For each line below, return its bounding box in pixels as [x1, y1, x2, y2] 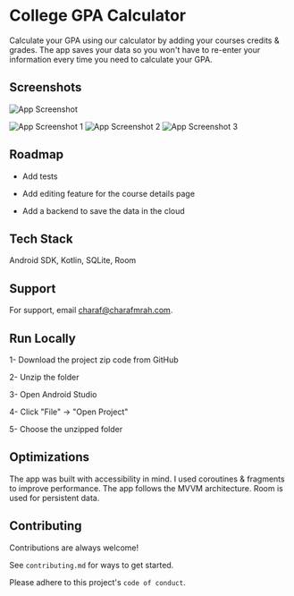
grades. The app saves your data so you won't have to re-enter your [9, 44, 261, 55]
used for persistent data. [9, 492, 100, 503]
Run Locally [9, 330, 76, 345]
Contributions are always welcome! [9, 542, 139, 553]
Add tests [21, 171, 58, 182]
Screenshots [9, 80, 82, 95]
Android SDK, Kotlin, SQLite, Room [9, 255, 137, 266]
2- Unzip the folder [9, 372, 80, 382]
